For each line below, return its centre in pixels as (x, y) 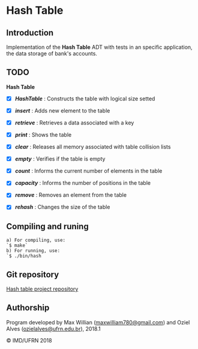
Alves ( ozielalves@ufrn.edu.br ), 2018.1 (53, 329)
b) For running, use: (33, 251)
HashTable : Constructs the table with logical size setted (85, 98)
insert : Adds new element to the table (62, 110)
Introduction (30, 33)
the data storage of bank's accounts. (52, 54)
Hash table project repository (42, 289)
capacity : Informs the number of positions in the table (83, 183)
